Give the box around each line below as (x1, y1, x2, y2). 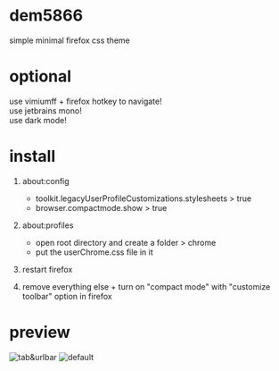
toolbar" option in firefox (21, 291, 113, 301)
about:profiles (21, 220, 74, 231)
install (9, 147, 56, 166)
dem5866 (9, 5, 83, 26)
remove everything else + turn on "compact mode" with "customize (21, 281, 271, 291)
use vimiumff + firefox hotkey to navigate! (9, 96, 162, 106)
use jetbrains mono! (9, 105, 82, 116)
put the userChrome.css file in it (35, 247, 153, 257)
